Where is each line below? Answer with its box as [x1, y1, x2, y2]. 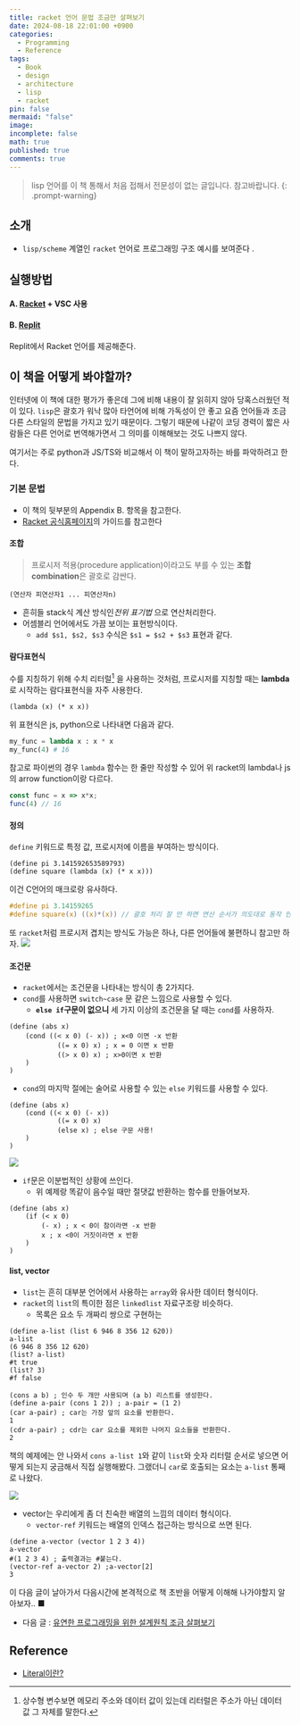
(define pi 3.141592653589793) [9, 859, 126, 869]
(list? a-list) [9, 1350, 66, 1359]
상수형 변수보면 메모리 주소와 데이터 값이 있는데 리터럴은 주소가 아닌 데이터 [21, 1696, 283, 1706]
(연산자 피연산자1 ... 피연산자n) [9, 590, 117, 599]
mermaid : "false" [9, 112, 74, 121]
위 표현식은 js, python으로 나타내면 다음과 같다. [9, 719, 174, 729]
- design [17, 71, 50, 80]
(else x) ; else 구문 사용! [56, 1126, 154, 1135]
